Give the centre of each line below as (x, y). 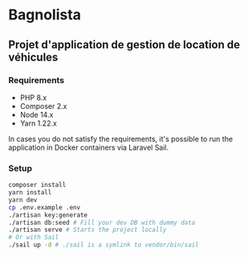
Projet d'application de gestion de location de (124, 45)
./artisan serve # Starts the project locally (87, 230)
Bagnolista (45, 15)
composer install (37, 185)
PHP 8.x (33, 97)
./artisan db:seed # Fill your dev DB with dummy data (102, 222)
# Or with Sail (34, 238)
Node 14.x (37, 114)
